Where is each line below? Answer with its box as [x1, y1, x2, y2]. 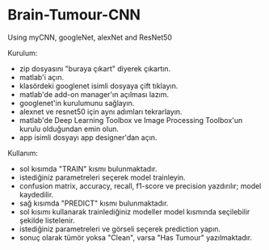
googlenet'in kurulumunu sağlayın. [19, 98, 135, 108]
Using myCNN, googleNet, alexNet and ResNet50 [7, 32, 173, 42]
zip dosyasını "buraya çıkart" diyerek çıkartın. [19, 63, 171, 74]
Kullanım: [7, 148, 38, 158]
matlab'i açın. [19, 72, 65, 82]
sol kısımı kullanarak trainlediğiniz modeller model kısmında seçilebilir [19, 206, 250, 216]
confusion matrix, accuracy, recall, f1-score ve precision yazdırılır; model [19, 180, 262, 191]
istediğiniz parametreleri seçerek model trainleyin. [19, 172, 187, 182]
